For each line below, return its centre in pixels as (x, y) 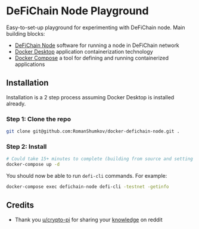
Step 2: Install (27, 146)
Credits (20, 206)
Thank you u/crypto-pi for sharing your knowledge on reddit (88, 219)
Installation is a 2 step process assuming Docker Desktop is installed (90, 97)
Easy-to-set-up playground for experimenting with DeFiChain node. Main (96, 27)
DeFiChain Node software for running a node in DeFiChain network (97, 45)
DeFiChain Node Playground (77, 11)
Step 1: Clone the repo (39, 119)
